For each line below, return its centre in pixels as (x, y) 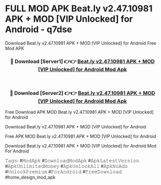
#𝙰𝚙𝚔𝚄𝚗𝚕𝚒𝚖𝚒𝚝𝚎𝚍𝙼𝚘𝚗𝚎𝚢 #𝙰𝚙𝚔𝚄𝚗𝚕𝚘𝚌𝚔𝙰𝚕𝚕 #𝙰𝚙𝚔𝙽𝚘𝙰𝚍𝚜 (67, 166)
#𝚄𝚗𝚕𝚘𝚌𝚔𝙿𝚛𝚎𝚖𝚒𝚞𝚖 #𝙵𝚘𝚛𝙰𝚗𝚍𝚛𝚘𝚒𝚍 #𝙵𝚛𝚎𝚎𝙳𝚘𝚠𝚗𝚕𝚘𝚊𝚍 (63, 171)
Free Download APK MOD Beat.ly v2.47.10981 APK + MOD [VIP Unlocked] (79, 112)
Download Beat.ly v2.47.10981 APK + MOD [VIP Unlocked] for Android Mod (81, 146)
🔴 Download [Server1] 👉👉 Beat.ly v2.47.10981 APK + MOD (82, 61)
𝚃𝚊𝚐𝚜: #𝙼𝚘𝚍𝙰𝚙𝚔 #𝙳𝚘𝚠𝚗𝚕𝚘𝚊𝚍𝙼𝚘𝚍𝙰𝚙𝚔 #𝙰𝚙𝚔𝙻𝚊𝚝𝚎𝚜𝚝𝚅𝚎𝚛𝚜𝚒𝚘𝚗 (72, 160)
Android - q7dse (39, 30)
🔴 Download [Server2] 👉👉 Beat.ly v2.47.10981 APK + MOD (82, 93)
